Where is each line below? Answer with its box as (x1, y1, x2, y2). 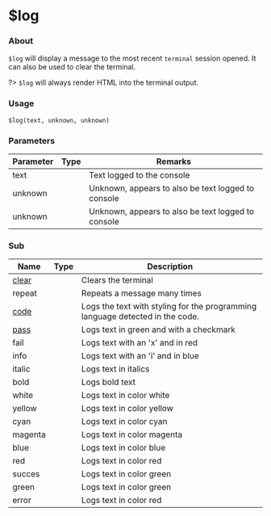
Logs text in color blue (81, 443, 166, 454)
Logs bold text (81, 376, 135, 388)
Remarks (156, 156, 192, 167)
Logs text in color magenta (81, 429, 183, 440)
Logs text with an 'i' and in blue (81, 350, 199, 362)
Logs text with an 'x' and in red (81, 338, 198, 349)
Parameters (8, 135, 55, 146)
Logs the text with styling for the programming (81, 301, 257, 313)
